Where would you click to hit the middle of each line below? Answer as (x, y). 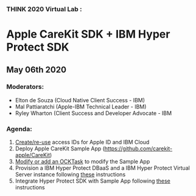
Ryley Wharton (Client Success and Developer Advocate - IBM (93, 113)
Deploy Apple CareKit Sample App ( (60, 149)
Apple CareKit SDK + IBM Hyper (88, 34)
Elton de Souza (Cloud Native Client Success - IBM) (80, 100)
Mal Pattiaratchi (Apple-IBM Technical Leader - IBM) (81, 107)
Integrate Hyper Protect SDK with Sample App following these (93, 181)
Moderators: (25, 87)
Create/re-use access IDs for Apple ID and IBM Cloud (82, 142)
